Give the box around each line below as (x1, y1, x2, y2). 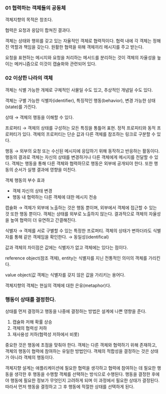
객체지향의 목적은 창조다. (5, 16, 53, 23)
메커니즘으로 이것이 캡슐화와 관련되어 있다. (14, 61, 97, 67)
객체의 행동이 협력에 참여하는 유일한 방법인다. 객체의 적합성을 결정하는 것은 (5, 348, 150, 354)
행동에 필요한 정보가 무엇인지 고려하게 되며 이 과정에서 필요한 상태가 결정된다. (10, 377, 160, 383)
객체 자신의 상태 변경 (12, 188, 53, 194)
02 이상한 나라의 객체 (5, 75, 53, 82)
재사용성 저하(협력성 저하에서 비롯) (12, 331, 80, 337)
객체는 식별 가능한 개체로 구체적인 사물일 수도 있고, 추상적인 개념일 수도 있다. (5, 87, 153, 93)
